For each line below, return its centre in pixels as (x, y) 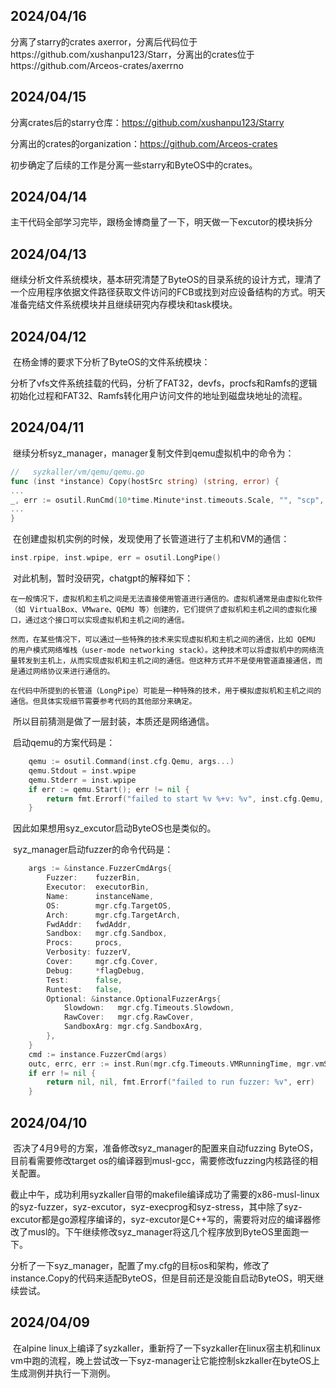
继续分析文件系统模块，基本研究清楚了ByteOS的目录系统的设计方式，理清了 (166, 280)
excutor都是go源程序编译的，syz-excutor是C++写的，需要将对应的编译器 (161, 1219)
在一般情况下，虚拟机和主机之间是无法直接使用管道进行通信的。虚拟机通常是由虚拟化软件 (166, 599)
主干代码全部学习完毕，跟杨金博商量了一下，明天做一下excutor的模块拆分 (161, 222)
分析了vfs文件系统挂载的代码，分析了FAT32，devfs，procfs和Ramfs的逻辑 (164, 383)
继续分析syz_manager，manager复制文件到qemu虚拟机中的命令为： (153, 453)
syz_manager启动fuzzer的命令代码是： (93, 850)
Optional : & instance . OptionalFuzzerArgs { (134, 999)
